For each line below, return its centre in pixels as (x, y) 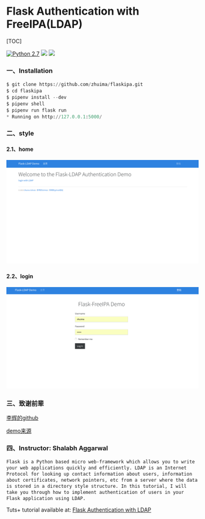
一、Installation (30, 70)
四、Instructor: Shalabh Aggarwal (57, 448)
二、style (20, 134)
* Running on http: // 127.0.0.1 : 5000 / (54, 117)
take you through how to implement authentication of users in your (95, 493)
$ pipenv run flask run (37, 110)
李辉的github (22, 418)
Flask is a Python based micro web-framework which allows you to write (101, 462)
